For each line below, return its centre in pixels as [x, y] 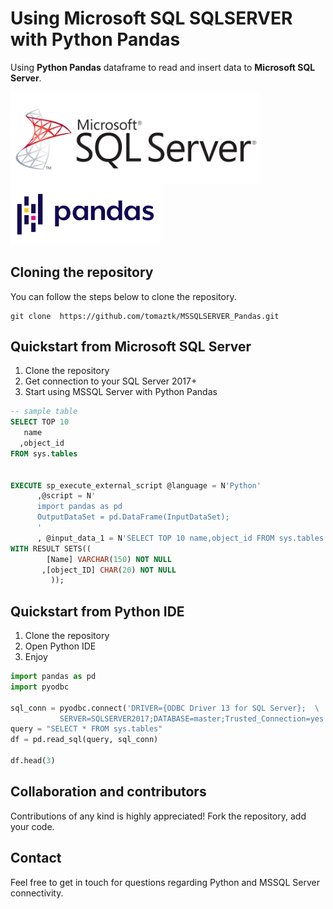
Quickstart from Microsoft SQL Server [131, 346]
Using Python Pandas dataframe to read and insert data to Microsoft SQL [163, 67]
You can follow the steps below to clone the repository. [123, 296]
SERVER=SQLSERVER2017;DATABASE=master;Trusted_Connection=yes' [194, 718]
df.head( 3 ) [33, 761]
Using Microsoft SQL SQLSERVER [151, 18]
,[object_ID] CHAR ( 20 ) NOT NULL [109, 570]
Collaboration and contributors [108, 792]
